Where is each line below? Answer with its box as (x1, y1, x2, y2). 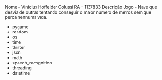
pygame (12, 24, 29, 30)
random (12, 29, 28, 34)
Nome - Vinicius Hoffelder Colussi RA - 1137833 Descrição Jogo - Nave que (5, 4, 157, 10)
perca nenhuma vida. (5, 15, 48, 20)
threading (12, 65, 32, 71)
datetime (12, 70, 30, 76)
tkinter (12, 45, 25, 50)
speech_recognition (12, 60, 52, 65)
